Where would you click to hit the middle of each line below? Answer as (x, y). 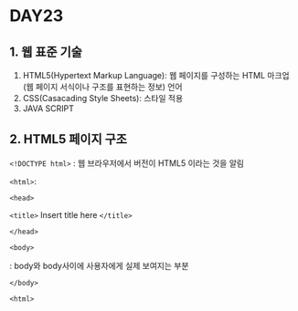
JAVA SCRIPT (48, 109)
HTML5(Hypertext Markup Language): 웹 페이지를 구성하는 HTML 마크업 (156, 75)
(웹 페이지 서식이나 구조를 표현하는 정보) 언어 (102, 87)
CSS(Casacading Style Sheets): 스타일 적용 (103, 98)
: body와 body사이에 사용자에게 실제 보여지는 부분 (99, 265)
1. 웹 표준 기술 (46, 52)
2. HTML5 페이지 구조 (69, 139)
